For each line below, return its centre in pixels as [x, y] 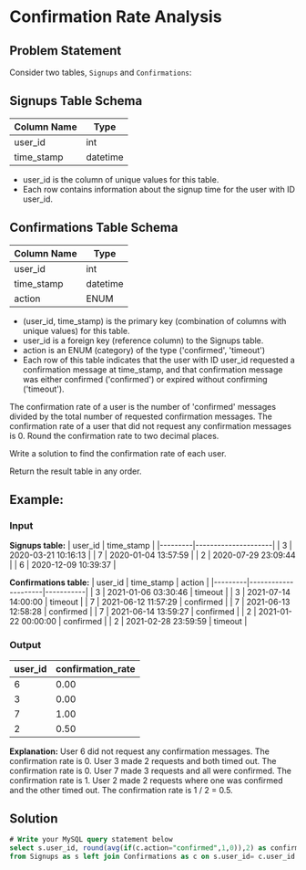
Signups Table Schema [76, 101]
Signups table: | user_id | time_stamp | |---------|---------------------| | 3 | [151, 546]
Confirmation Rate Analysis [116, 17]
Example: [36, 500]
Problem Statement [66, 51]
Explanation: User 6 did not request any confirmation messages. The [140, 751]
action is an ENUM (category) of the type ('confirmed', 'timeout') [144, 350]
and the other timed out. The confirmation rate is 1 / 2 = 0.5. [122, 790]
